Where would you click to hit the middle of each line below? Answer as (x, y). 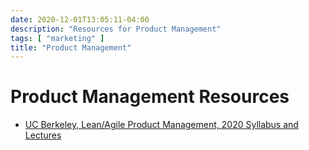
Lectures (43, 135)
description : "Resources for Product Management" (116, 29)
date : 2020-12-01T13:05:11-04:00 (80, 19)
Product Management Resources (150, 97)
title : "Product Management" (71, 47)
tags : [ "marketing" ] (57, 38)
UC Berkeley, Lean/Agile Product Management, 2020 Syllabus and (161, 125)
